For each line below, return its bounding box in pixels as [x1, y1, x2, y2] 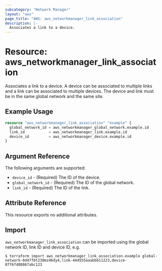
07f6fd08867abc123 [5, 262, 42, 267]
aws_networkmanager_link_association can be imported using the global [5, 239, 149, 245]
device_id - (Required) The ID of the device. [12, 174, 101, 180]
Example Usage [5, 108, 54, 116]
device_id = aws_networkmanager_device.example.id [9, 134, 132, 139]
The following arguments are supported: [5, 165, 86, 171]
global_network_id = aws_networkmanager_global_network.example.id [9, 125, 149, 130]
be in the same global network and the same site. [5, 94, 104, 99]
